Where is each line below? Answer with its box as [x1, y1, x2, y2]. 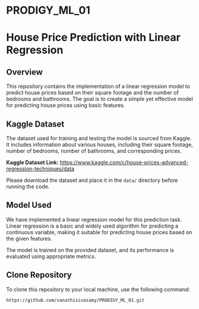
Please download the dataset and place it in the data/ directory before [6, 176, 178, 184]
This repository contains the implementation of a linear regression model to [6, 83, 190, 90]
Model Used [6, 200, 52, 210]
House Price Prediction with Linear [6, 31, 181, 45]
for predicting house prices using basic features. [6, 102, 125, 109]
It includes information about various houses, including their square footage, [6, 141, 193, 148]
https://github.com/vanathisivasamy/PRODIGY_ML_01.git [6, 297, 145, 303]
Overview [6, 67, 43, 77]
